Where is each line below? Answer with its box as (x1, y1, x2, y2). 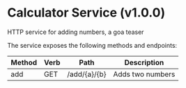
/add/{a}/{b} (67, 69, 107, 79)
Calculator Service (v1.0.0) (7, 5, 166, 21)
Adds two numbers (113, 69, 176, 79)
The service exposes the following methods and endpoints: (7, 41, 178, 49)
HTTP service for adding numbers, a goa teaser (7, 28, 144, 36)
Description (124, 58, 164, 67)
